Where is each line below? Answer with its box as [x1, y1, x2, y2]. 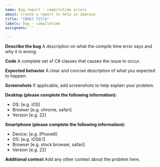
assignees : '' [5, 26, 34, 31]
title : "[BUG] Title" [5, 16, 50, 21]
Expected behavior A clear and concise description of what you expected [5, 67, 156, 74]
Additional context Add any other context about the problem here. [5, 156, 140, 163]
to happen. [5, 73, 27, 79]
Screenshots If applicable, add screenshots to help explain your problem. [5, 82, 155, 89]
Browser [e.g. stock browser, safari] [12, 141, 85, 148]
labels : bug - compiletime [5, 21, 61, 26]
